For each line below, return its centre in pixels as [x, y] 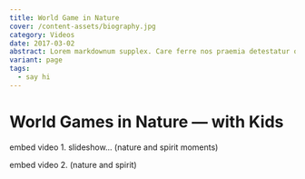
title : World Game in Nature [64, 18]
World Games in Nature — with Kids [147, 121]
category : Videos [42, 35]
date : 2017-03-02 [42, 43]
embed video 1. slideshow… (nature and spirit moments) [114, 147]
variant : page [36, 60]
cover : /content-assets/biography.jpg [83, 26]
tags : [20, 69]
